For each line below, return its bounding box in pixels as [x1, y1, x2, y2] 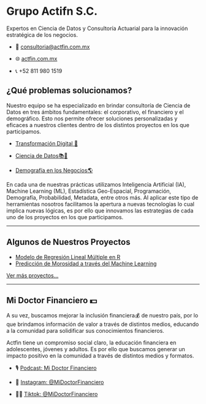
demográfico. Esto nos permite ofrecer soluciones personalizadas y [6, 115, 178, 122]
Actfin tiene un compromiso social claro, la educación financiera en [6, 339, 177, 346]
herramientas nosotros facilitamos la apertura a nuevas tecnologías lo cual [6, 200, 195, 208]
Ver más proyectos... [6, 271, 59, 279]
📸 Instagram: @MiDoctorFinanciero [15, 379, 104, 386]
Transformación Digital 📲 [15, 139, 78, 147]
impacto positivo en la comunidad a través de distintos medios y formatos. [6, 352, 194, 360]
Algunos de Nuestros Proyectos [6, 237, 131, 247]
